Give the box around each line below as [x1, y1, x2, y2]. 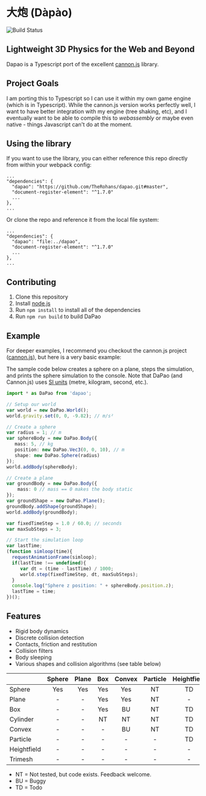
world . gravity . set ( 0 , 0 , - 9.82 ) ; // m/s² [6, 413, 114, 419]
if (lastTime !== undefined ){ [12, 560, 86, 566]
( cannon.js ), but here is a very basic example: [6, 354, 121, 361]
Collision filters [15, 647, 53, 654]
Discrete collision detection [15, 634, 85, 641]
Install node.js [15, 300, 51, 307]
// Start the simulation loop [6, 537, 84, 544]
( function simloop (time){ [6, 548, 72, 555]
